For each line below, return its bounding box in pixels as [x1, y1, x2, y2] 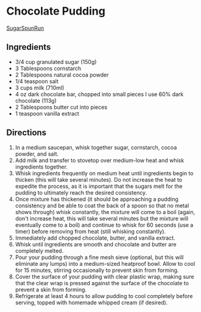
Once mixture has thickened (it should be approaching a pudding [15, 195, 178, 203]
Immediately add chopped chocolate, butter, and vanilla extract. [15, 234, 175, 241]
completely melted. [15, 247, 64, 254]
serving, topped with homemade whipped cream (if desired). [15, 299, 168, 306]
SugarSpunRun [6, 24, 44, 32]
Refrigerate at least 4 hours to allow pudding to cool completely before [15, 292, 193, 299]
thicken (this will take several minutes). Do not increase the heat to [15, 176, 183, 183]
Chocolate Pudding [6, 4, 105, 18]
